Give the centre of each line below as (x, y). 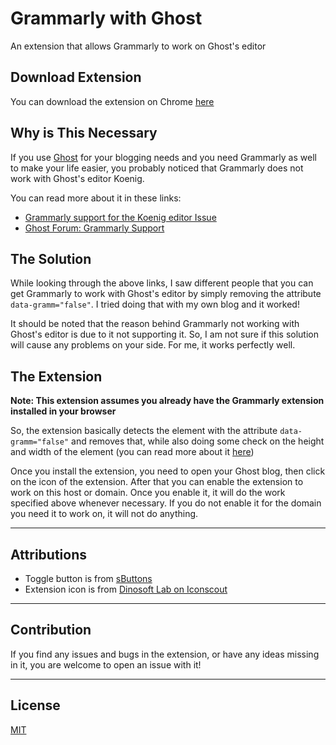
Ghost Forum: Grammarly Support (94, 228)
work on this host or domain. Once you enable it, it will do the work (148, 493)
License (35, 705)
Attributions (49, 554)
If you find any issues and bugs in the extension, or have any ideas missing (165, 654)
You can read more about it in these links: (96, 198)
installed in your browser (63, 411)
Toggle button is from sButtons (88, 578)
